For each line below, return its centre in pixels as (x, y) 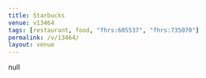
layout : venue (32, 45)
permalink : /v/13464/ (44, 37)
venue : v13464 (32, 23)
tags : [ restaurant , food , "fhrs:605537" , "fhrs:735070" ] (104, 30)
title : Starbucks (37, 15)
